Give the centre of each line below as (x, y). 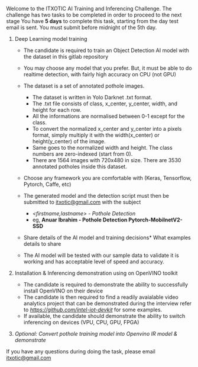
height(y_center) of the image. (69, 141)
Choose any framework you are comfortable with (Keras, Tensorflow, (108, 178)
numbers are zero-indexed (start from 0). (82, 154)
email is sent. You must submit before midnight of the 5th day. (82, 27)
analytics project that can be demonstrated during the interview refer (108, 303)
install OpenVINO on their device (63, 291)
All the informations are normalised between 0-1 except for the (108, 116)
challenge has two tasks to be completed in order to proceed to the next (94, 15)
